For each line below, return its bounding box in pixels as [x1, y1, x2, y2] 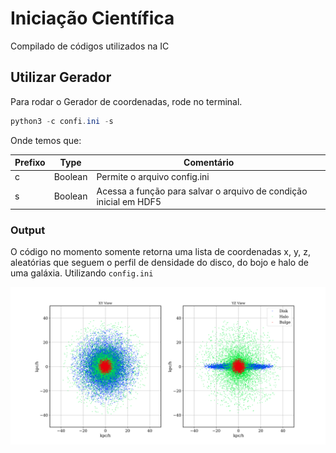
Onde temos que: [10, 134, 82, 146]
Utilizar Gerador [10, 69, 112, 86]
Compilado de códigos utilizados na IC [10, 40, 170, 52]
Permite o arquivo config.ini [96, 171, 210, 183]
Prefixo [14, 157, 46, 169]
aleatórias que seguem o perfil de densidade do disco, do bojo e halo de [10, 257, 309, 269]
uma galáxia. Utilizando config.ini [10, 267, 154, 279]
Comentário [183, 157, 235, 169]
